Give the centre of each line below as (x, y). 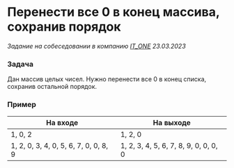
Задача (20, 64)
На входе (62, 122)
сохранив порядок (64, 27)
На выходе (172, 122)
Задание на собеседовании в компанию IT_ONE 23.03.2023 (96, 46)
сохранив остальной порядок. (52, 87)
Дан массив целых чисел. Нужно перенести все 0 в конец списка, (107, 79)
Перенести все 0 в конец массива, (114, 12)
